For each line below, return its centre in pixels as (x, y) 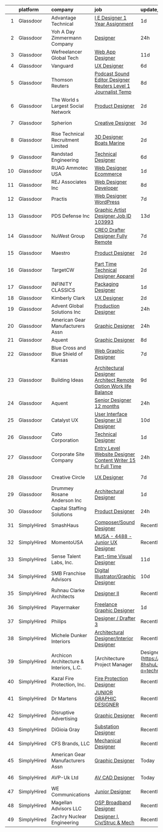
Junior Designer (113, 791)
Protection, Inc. (68, 684)
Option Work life (113, 386)
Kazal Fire (63, 679)
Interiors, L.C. (66, 667)
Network (61, 112)
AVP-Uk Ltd (65, 778)
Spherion (62, 123)
